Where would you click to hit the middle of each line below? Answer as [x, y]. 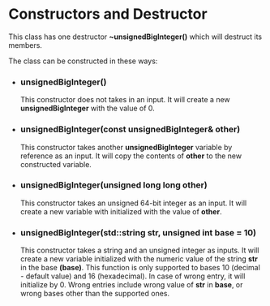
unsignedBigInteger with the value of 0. [88, 108]
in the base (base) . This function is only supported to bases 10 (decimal [140, 268]
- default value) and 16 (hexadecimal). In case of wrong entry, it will [133, 276]
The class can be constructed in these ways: [83, 61]
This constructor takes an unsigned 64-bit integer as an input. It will [133, 203]
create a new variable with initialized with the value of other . [121, 211]
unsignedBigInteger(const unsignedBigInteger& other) [130, 129]
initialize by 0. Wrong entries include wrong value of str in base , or [131, 285]
